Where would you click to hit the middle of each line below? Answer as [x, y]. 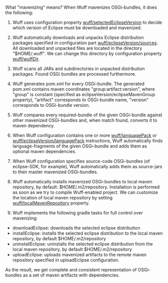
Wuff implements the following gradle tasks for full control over [77, 213]
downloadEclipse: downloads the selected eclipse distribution [76, 228]
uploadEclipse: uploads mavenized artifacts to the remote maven [79, 255]
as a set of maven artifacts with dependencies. [71, 275]
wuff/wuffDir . [26, 59]
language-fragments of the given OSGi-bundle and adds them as [79, 146]
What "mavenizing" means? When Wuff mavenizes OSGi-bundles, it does [81, 7]
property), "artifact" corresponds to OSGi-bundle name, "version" [80, 100]
